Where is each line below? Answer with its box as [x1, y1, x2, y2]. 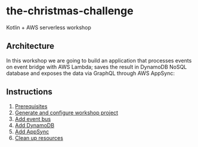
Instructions [6, 87, 52, 97]
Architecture [6, 41, 55, 51]
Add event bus [14, 115, 51, 123]
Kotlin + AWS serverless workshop [6, 24, 91, 31]
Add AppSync [14, 128, 49, 135]
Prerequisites [14, 102, 48, 110]
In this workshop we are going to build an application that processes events [6, 57, 192, 64]
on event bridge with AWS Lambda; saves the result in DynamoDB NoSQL [6, 63, 187, 70]
